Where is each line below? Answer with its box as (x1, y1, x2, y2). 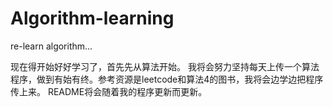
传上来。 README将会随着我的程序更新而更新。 (10, 85, 208, 97)
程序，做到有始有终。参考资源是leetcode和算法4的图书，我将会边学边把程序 (10, 73, 324, 85)
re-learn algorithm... (10, 40, 93, 52)
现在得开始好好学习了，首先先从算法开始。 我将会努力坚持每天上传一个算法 (10, 60, 320, 72)
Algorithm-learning (10, 7, 175, 30)
